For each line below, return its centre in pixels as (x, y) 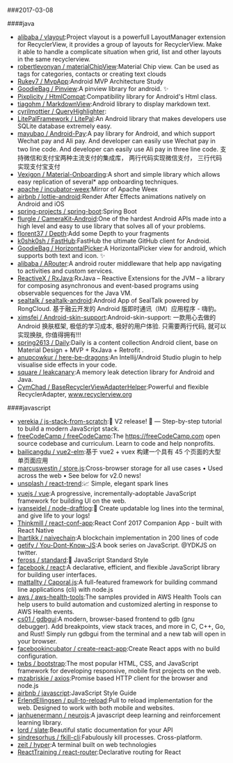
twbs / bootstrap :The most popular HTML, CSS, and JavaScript (108, 663)
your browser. (37, 641)
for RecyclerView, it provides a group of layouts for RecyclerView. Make (120, 44)
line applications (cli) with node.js (65, 589)
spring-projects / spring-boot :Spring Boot (77, 211)
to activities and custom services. (65, 271)
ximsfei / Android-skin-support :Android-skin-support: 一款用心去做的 (116, 317)
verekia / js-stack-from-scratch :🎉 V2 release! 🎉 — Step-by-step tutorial (120, 421)
